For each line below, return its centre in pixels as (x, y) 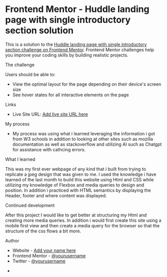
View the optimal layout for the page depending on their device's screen (87, 84)
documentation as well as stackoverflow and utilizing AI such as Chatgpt (87, 144)
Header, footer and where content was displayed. (56, 195)
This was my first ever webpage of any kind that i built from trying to (76, 169)
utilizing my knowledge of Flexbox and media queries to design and (74, 185)
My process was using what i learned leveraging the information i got (83, 133)
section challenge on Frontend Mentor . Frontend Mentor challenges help (79, 50)
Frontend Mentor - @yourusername (49, 255)
